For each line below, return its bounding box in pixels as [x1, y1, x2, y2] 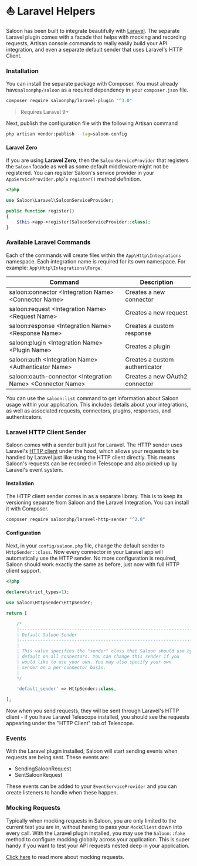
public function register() [6, 208, 75, 214]
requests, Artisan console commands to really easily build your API [6, 39, 168, 46]
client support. [6, 567, 42, 574]
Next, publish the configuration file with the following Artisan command [6, 120, 178, 127]
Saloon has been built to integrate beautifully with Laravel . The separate [6, 27, 180, 34]
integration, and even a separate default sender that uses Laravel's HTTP [6, 46, 183, 53]
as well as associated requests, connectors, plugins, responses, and [6, 407, 171, 414]
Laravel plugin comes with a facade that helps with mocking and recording [6, 33, 186, 40]
